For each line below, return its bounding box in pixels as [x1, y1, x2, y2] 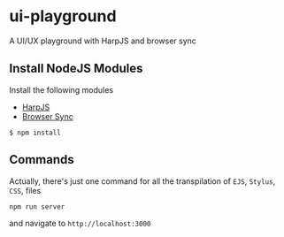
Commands [9, 152, 75, 167]
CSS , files [9, 185, 42, 195]
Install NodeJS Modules [9, 61, 143, 76]
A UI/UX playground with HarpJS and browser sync [9, 35, 197, 46]
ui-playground [9, 6, 117, 27]
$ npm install [9, 128, 62, 137]
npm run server [9, 202, 65, 211]
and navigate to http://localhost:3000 [9, 218, 151, 228]
